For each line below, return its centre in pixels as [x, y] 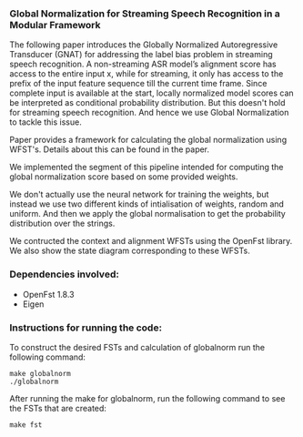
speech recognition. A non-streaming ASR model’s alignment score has [143, 64]
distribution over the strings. [62, 224]
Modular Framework [56, 25]
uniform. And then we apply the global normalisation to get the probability [148, 214]
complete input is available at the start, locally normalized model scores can [151, 93]
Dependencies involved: [65, 274]
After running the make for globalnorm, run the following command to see [147, 398]
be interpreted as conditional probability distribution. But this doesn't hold [147, 103]
